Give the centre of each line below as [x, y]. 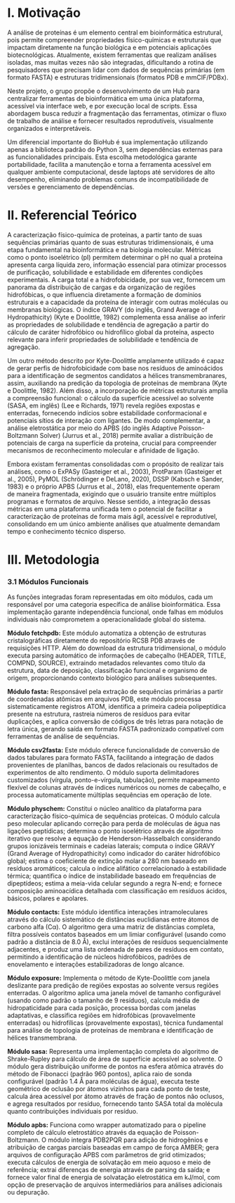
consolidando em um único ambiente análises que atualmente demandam [114, 524]
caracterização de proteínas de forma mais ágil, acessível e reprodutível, [112, 516]
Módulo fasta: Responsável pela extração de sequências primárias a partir [115, 692]
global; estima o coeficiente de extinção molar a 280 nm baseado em [107, 861]
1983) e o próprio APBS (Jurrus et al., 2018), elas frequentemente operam [114, 486]
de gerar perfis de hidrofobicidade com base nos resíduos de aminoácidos [115, 368]
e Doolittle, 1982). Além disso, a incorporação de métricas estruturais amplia [117, 390]
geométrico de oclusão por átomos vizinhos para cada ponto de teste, [109, 1089]
